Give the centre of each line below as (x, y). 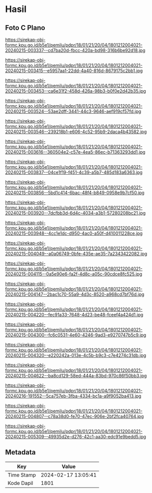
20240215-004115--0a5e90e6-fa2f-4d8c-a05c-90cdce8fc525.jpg (74, 274)
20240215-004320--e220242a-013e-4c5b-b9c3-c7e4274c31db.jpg (76, 355)
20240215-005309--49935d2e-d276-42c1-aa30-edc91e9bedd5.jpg (76, 437)
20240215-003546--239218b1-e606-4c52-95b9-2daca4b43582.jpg (76, 132)
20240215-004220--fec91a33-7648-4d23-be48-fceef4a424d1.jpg (74, 315)
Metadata (20, 452)
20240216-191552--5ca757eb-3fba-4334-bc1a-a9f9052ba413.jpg (73, 396)
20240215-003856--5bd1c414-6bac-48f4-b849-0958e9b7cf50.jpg (75, 193)
